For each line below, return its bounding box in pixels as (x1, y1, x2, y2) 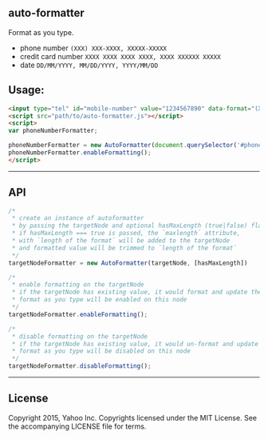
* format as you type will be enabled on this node (11, 296, 187, 304)
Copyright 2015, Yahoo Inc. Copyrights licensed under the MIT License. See (8, 413, 258, 422)
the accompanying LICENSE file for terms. (8, 421, 147, 431)
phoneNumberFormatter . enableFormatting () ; (8, 149, 152, 157)
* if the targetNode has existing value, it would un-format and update (11, 340, 259, 348)
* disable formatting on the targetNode (11, 332, 148, 341)
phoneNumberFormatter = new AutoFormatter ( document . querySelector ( (8, 142, 238, 150)
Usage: (8, 83, 45, 97)
